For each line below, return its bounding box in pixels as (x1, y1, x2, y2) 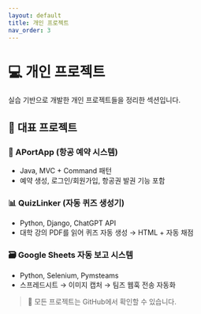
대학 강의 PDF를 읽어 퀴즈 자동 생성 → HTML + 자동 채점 (19, 228, 195, 237)
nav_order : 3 (8, 26, 51, 34)
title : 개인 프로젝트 (8, 19, 69, 27)
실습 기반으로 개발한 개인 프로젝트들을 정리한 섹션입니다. (8, 96, 181, 105)
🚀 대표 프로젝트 (8, 120, 77, 134)
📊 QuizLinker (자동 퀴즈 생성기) (8, 197, 125, 208)
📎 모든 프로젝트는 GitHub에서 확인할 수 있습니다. (27, 297, 177, 306)
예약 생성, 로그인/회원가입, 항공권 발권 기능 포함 (19, 176, 166, 185)
